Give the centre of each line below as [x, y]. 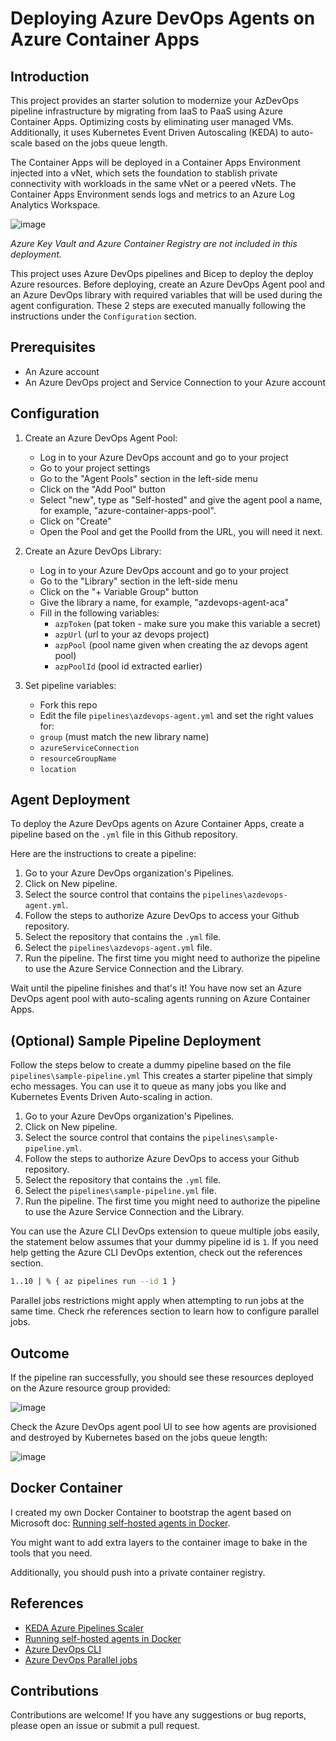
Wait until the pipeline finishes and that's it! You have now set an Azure [156, 988]
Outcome [40, 1353]
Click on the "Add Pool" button [102, 489]
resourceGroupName [78, 758]
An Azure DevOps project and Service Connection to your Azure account [175, 382]
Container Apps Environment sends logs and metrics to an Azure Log [152, 194]
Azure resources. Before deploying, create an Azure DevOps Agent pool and [167, 284]
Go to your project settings [95, 468]
